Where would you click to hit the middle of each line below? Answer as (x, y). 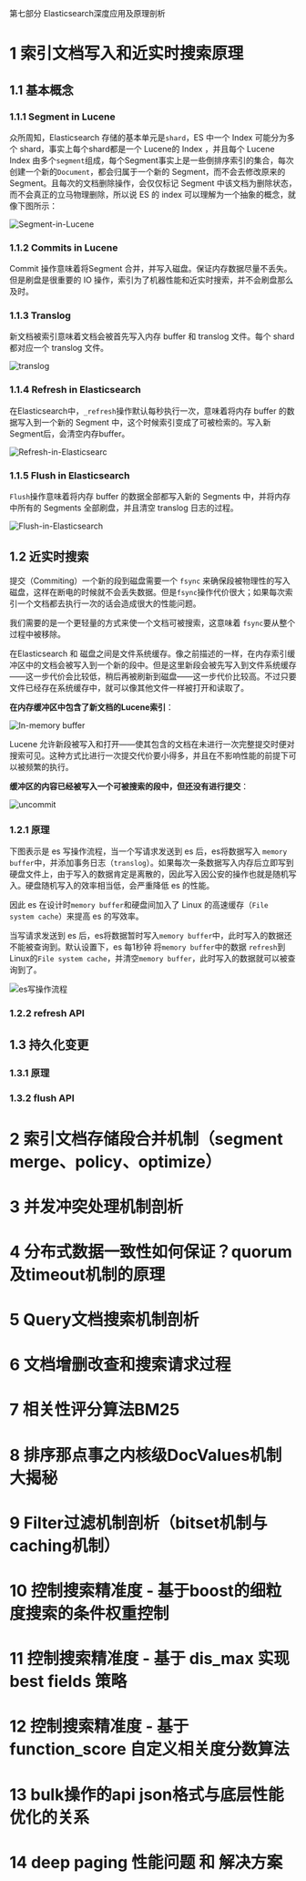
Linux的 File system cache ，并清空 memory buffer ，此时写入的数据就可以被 (149, 959)
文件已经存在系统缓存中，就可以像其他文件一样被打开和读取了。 (129, 687)
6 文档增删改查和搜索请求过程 (120, 1365)
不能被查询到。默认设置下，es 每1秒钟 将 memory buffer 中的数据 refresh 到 (148, 947)
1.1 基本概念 (42, 90)
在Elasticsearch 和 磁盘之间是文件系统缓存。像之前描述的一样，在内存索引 (148, 653)
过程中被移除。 (37, 634)
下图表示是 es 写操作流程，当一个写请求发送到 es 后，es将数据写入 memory (148, 851)
